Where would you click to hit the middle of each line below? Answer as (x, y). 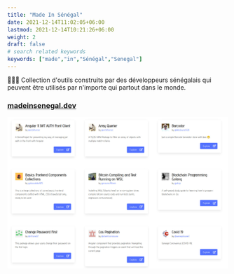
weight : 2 (22, 37)
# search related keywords (47, 52)
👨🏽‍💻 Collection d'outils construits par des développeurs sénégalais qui (109, 80)
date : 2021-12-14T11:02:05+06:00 (56, 22)
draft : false (26, 44)
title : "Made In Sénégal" (45, 15)
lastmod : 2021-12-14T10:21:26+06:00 (61, 29)
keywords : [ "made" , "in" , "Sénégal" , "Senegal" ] (75, 60)
